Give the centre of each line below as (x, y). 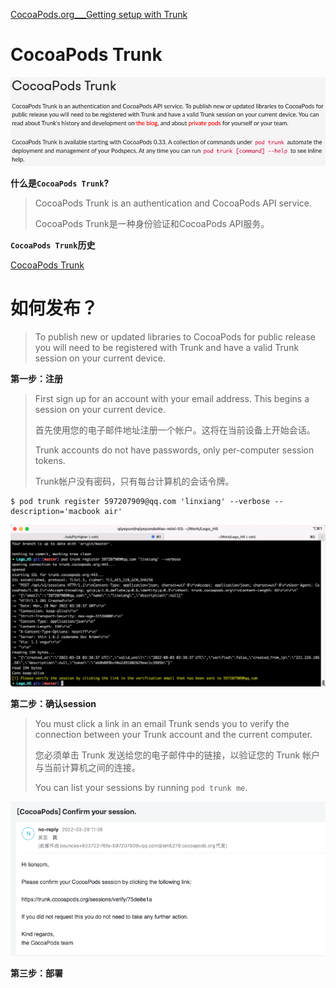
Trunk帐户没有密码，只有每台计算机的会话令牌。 (134, 481)
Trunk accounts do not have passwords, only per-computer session (174, 450)
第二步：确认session (53, 704)
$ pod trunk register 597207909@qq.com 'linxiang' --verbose (140, 501)
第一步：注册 (36, 378)
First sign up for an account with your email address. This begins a (172, 398)
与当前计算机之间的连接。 (87, 768)
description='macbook (55, 511)
